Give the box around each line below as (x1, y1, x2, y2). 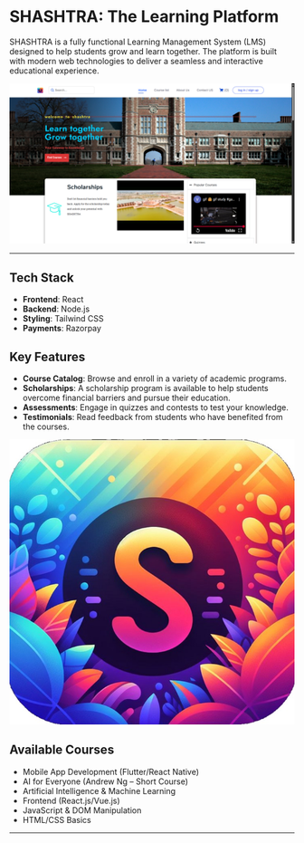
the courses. (22, 421, 70, 432)
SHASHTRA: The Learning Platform (9, 6, 280, 27)
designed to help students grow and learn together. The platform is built (9, 45, 278, 56)
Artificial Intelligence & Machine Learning (22, 785, 176, 796)
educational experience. (9, 65, 100, 76)
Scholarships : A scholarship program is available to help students (22, 383, 269, 394)
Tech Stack (9, 270, 74, 285)
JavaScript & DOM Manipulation (22, 804, 142, 816)
